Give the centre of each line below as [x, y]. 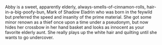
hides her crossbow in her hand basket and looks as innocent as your [75, 27]
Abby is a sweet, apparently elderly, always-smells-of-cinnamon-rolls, [75, 7]
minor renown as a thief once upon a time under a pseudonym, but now [77, 22]
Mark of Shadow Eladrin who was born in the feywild [99, 12]
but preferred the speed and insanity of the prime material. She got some [78, 17]
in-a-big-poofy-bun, [25, 12]
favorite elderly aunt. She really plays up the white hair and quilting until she [81, 32]
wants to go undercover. [29, 37]
